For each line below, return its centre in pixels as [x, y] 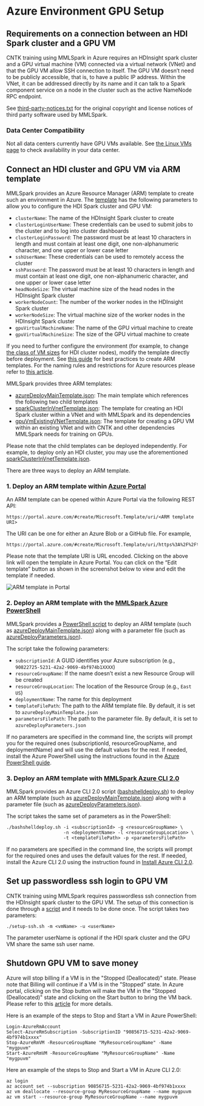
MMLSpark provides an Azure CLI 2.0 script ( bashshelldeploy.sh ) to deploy [100, 792]
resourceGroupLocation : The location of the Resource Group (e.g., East [103, 686]
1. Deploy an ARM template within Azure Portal [76, 486]
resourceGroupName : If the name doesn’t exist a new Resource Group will [105, 673]
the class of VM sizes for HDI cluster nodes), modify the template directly [98, 352]
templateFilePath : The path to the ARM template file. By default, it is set [105, 706]
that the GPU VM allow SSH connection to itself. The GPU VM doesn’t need [100, 70]
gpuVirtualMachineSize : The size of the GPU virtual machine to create [102, 334]
